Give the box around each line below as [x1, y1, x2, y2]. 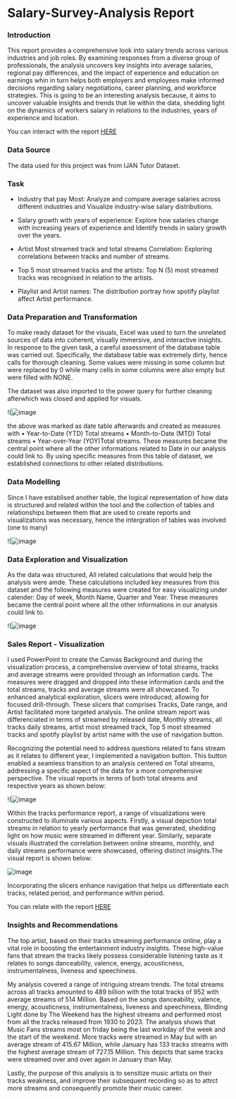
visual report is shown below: [7, 854, 93, 862]
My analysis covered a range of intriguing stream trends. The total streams [7, 980, 224, 988]
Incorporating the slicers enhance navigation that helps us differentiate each [7, 881, 229, 890]
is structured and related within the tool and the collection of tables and [7, 500, 215, 509]
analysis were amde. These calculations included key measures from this [7, 578, 220, 586]
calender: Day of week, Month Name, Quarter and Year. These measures [7, 593, 218, 601]
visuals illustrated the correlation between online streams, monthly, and [7, 839, 215, 848]
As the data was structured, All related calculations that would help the [7, 570, 213, 578]
